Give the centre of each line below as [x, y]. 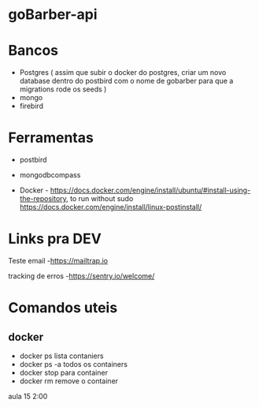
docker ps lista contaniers [61, 356]
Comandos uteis [63, 308]
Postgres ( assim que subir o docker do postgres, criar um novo [123, 73]
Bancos [33, 51]
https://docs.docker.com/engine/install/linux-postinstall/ [111, 207]
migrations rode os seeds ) [63, 89]
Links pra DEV [55, 239]
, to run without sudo [100, 199]
